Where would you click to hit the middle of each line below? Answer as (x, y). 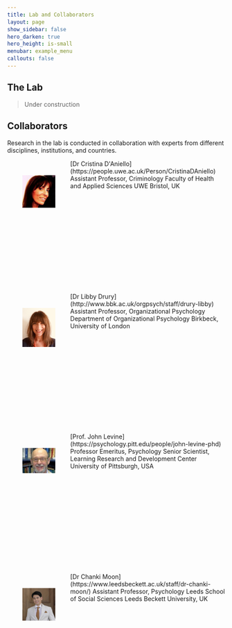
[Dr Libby (83, 296)
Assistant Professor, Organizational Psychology (138, 311)
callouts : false (30, 59)
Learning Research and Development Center (134, 459)
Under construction (52, 104)
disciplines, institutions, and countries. (62, 150)
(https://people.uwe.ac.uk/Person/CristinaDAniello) (143, 171)
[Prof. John (86, 436)
